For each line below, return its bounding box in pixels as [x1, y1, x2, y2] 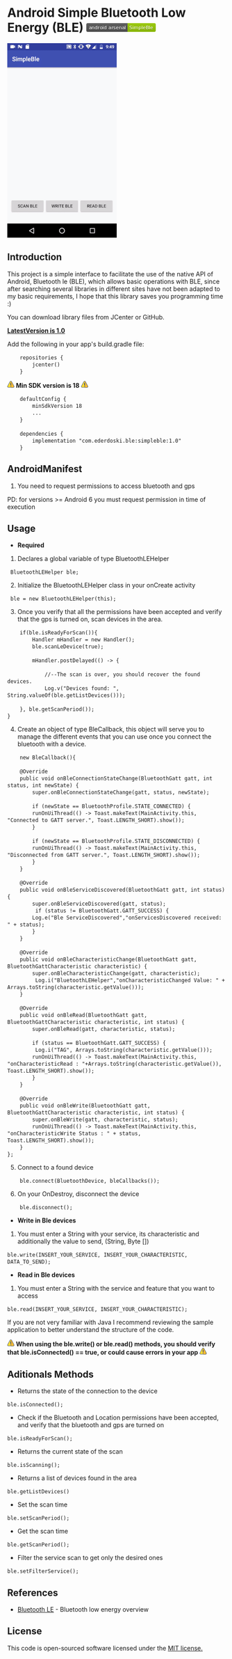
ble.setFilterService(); [7, 1568, 79, 1575]
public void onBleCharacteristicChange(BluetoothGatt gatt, [19, 956, 197, 964]
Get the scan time [17, 1527, 68, 1536]
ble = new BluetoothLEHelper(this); [10, 595, 117, 603]
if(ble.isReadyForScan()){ [19, 629, 98, 636]
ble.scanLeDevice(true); [32, 643, 104, 650]
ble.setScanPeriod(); [7, 1515, 70, 1522]
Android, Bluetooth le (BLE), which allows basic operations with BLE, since [7, 277, 220, 285]
